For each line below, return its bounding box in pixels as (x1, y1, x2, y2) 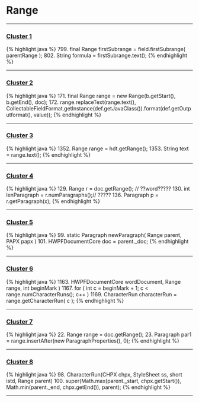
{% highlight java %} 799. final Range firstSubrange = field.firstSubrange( (6, 46, 185, 53)
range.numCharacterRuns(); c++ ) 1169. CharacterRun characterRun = (6, 290, 177, 297)
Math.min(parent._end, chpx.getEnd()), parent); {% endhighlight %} (6, 384, 171, 391)
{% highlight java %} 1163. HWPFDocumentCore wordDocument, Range (6, 278, 181, 285)
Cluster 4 (6, 172, 34, 180)
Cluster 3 (6, 131, 34, 140)
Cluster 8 (6, 357, 34, 366)
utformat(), (6, 111, 33, 118)
